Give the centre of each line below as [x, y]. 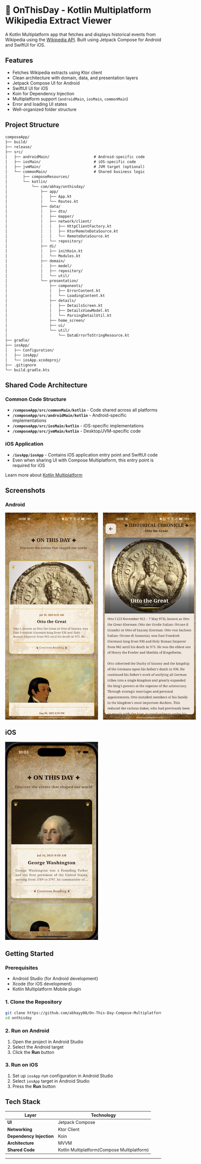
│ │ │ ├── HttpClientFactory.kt [58, 226]
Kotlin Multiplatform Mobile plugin [47, 989]
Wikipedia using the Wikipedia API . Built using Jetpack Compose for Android [83, 40]
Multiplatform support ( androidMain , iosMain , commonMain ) [70, 99]
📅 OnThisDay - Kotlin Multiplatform [78, 10]
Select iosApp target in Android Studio [51, 1081]
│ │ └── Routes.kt [42, 201]
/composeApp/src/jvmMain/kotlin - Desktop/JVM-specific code [76, 431]
